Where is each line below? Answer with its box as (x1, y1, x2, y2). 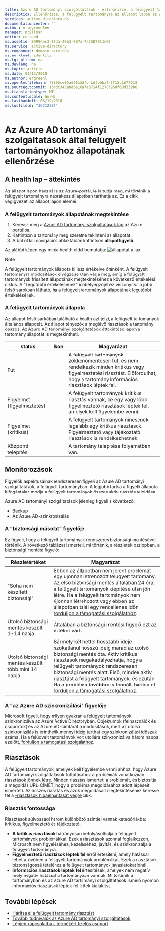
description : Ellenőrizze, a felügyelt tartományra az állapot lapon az (5, 12, 157, 17)
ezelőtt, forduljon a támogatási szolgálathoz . (5, 739, 95, 745)
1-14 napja (7, 630, 34, 637)
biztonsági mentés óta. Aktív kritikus (54, 650, 137, 657)
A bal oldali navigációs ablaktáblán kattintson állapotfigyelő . (12, 238, 135, 244)
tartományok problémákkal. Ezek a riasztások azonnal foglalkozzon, (12, 836, 150, 842)
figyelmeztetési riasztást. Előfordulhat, (68, 369, 157, 376)
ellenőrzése (5, 156, 55, 167)
